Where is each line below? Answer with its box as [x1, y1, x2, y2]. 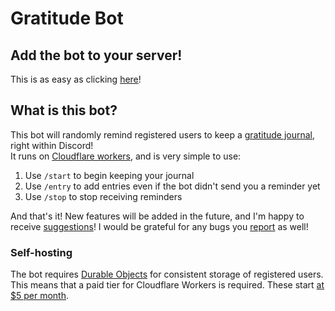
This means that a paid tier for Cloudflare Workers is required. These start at [10, 279, 325, 291]
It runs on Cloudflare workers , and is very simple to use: [10, 150, 242, 162]
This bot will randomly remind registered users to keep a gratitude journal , [10, 128, 316, 141]
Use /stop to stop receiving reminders [24, 190, 183, 202]
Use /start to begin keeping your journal [24, 169, 195, 181]
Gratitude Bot [10, 7, 124, 30]
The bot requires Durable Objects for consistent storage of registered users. [10, 268, 324, 281]
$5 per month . [10, 290, 70, 302]
